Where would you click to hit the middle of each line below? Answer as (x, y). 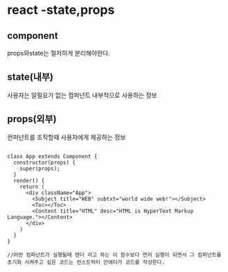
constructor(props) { (45, 162)
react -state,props (61, 10)
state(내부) (30, 77)
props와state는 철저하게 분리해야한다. (59, 53)
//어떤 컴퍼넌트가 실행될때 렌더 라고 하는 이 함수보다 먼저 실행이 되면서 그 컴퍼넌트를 (114, 255)
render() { (29, 180)
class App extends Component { (52, 156)
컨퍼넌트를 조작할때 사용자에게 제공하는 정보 (67, 137)
